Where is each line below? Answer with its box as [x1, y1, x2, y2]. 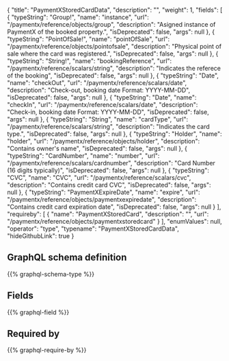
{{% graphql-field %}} [7, 308, 70, 316]
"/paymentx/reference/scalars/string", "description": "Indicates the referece [7, 65, 221, 72]
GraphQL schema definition [7, 252, 127, 264]
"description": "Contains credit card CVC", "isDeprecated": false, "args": [7, 181, 211, 189]
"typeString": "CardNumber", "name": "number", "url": [7, 152, 160, 160]
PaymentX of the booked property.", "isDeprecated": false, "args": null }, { [7, 27, 215, 36]
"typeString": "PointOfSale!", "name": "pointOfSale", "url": [7, 35, 170, 43]
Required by [7, 328, 60, 340]
